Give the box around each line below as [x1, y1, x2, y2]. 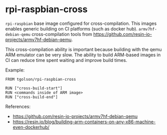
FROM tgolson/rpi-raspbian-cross [5, 77, 76, 82]
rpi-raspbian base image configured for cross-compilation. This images [5, 20, 157, 26]
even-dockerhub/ [12, 124, 50, 130]
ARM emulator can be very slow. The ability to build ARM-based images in [5, 52, 161, 58]
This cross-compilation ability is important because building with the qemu [5, 46, 162, 52]
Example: [5, 67, 25, 73]
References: [5, 103, 31, 110]
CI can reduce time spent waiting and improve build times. [5, 57, 127, 63]
